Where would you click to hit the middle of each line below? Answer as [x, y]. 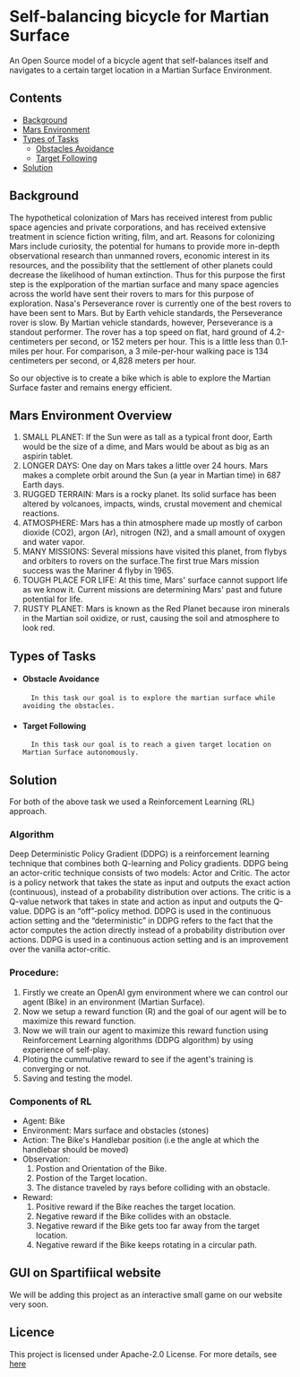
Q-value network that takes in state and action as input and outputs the [140, 902]
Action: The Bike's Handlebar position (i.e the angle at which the [141, 1140]
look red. [39, 628]
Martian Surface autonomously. [81, 753]
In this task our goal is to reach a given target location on [151, 745]
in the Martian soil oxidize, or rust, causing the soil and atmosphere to [151, 618]
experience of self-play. [66, 1049]
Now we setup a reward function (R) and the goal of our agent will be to [154, 1011]
